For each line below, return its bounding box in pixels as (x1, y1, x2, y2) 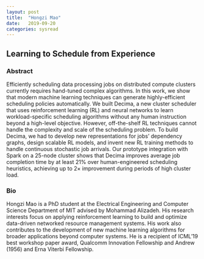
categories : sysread (6, 26, 59, 32)
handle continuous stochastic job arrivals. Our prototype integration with (6, 145, 188, 152)
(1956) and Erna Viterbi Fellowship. (6, 246, 94, 253)
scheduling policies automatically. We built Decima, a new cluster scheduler (6, 100, 197, 107)
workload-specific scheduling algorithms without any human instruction (6, 113, 187, 120)
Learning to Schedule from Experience (6, 48, 155, 59)
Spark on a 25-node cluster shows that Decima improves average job (6, 152, 181, 159)
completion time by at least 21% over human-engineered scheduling (6, 158, 178, 165)
